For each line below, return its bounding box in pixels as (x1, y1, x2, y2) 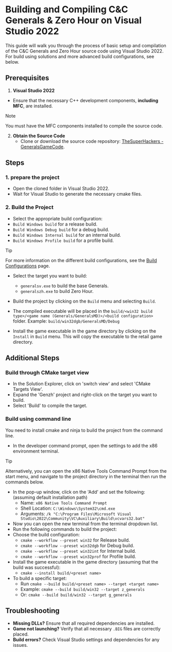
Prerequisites (5, 73, 49, 83)
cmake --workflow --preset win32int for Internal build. (20, 548, 137, 554)
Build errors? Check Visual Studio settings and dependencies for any (12, 636, 160, 643)
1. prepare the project (5, 174, 60, 181)
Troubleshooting (5, 606, 60, 615)
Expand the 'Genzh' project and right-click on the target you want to (12, 392, 158, 398)
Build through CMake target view (5, 369, 89, 376)
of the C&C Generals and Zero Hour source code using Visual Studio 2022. (5, 48, 164, 54)
